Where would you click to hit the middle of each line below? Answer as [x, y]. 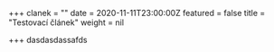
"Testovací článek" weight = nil [66, 22]
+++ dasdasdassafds [48, 40]
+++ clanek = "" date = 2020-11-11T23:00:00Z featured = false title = [137, 13]
